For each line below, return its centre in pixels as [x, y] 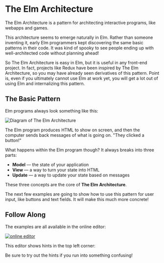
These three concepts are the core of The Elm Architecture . [66, 184]
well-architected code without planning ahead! [52, 53]
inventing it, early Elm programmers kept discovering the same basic [74, 42]
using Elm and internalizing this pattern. [45, 83]
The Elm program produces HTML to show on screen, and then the [73, 130]
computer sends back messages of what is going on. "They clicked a [75, 135]
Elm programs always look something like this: [52, 111]
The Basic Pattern [33, 99]
